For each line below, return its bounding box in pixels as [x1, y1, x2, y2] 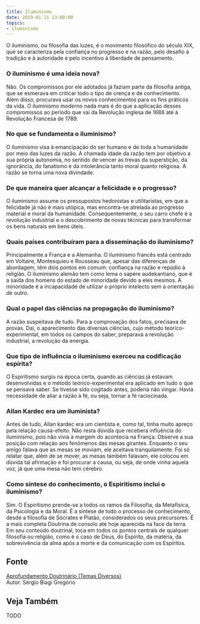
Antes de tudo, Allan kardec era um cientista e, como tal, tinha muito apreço [6, 421, 193, 428]
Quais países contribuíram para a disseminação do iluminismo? [6, 238, 194, 246]
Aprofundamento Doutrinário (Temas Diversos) [6, 573, 122, 580]
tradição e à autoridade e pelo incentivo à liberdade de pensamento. [6, 54, 174, 62]
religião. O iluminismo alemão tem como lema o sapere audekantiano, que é [6, 270, 193, 278]
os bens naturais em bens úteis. [6, 223, 85, 230]
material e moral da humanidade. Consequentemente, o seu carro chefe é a [6, 210, 192, 217]
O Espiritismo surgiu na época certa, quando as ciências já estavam [6, 373, 173, 381]
